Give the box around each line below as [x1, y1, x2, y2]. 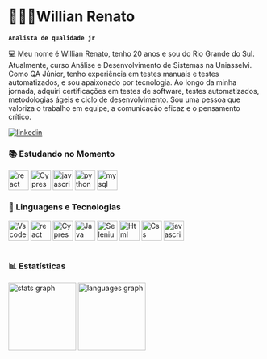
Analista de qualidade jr [8, 34, 95, 42]
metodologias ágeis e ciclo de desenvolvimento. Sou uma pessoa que [8, 95, 240, 104]
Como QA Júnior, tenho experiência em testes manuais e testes [8, 69, 219, 78]
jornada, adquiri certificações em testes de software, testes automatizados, [8, 86, 260, 95]
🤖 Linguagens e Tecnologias [8, 201, 121, 213]
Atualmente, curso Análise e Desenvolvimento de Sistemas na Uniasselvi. [8, 60, 252, 70]
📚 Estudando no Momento [8, 148, 115, 159]
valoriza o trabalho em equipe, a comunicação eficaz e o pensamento [8, 103, 240, 112]
